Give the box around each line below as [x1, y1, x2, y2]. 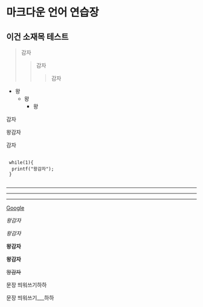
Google [6, 204, 25, 211]
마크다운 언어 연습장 [6, 5, 100, 19]
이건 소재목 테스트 [6, 32, 69, 42]
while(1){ [8, 160, 34, 166]
